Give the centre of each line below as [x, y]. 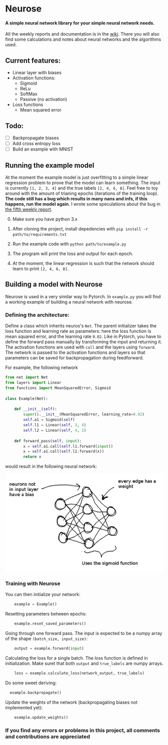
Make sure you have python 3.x [45, 219]
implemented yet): [24, 707]
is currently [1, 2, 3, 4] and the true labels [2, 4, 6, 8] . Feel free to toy [82, 188]
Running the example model [50, 165]
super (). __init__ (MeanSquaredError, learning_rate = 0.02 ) [84, 415]
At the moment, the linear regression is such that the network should [83, 264]
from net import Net [27, 378]
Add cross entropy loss [36, 144]
